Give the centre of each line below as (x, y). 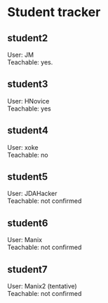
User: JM (20, 55)
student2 (28, 38)
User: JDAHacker (32, 194)
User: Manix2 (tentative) (42, 286)
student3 (28, 84)
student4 (28, 131)
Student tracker (54, 12)
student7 (27, 269)
